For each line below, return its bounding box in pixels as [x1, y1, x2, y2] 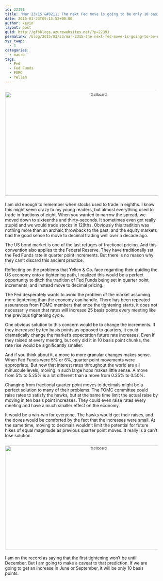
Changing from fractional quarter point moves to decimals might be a [5, 382, 143, 388]
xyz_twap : [5, 39, 25, 44]
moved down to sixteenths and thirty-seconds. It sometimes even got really [5, 217, 156, 222]
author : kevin [5, 20, 34, 26]
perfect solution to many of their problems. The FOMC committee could [5, 387, 148, 393]
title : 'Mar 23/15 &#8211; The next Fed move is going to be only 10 [5, 12, 149, 17]
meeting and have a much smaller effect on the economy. [5, 402, 120, 408]
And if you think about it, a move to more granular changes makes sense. [5, 352, 151, 358]
